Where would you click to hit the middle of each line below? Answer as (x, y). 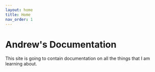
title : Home (18, 15)
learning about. (21, 64)
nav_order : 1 (19, 19)
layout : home (19, 10)
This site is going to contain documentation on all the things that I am (78, 58)
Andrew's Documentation (61, 44)
